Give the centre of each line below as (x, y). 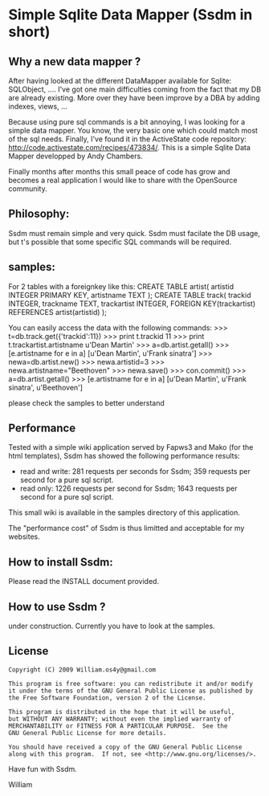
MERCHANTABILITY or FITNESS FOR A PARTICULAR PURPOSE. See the (118, 726)
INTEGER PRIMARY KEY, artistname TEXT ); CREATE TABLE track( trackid (130, 295)
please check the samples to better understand (86, 402)
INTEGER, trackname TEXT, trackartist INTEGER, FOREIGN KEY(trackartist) (132, 304)
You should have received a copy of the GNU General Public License (125, 747)
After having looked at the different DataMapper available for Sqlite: (120, 81)
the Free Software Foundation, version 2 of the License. (107, 698)
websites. (24, 537)
